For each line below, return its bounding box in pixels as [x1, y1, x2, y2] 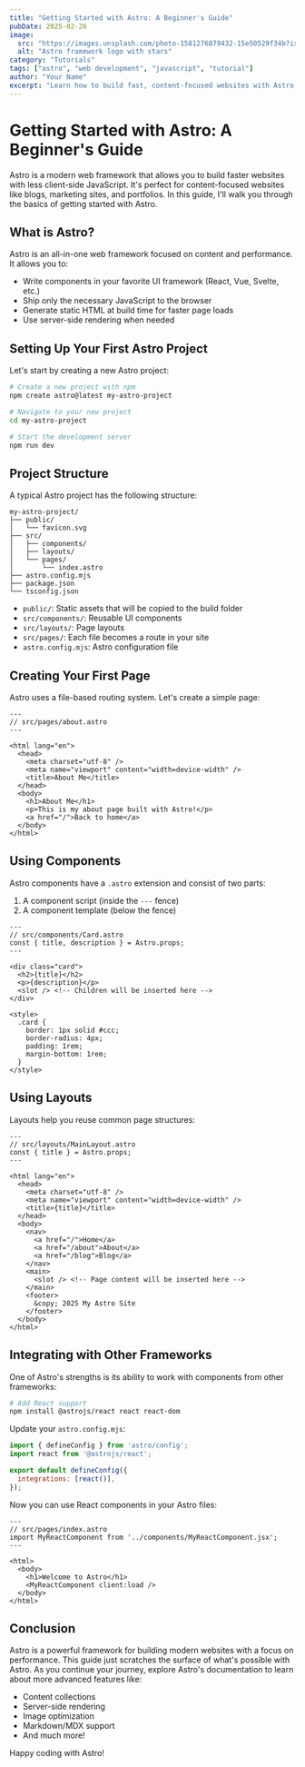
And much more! [22, 1730, 85, 1741]
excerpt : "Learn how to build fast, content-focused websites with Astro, [9, 81, 299, 90]
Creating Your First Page [9, 668, 152, 683]
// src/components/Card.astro [9, 930, 124, 939]
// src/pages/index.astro [9, 1524, 107, 1534]
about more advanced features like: [9, 1673, 143, 1685]
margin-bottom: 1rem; [25, 1049, 107, 1058]
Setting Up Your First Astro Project [9, 341, 209, 356]
